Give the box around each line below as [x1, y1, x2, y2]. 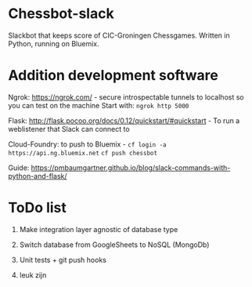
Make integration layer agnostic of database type [19, 224, 178, 234]
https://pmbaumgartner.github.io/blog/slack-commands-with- [31, 162, 231, 173]
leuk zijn [19, 270, 47, 279]
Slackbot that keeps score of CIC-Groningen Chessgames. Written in [8, 31, 230, 40]
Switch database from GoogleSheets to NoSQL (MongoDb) [19, 240, 210, 249]
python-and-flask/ [8, 171, 68, 180]
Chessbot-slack [8, 5, 115, 23]
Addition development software [8, 67, 219, 85]
